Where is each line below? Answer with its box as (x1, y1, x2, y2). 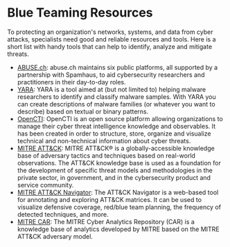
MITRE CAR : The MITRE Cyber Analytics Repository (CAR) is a (17, 217, 195, 226)
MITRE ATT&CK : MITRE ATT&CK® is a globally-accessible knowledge (17, 144, 215, 152)
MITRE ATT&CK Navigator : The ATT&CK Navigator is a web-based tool (17, 188, 219, 196)
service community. (17, 181, 74, 189)
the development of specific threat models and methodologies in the (17, 166, 213, 174)
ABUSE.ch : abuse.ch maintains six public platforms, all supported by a (17, 63, 218, 71)
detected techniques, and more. (17, 210, 109, 219)
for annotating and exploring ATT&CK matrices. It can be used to (17, 195, 202, 203)
